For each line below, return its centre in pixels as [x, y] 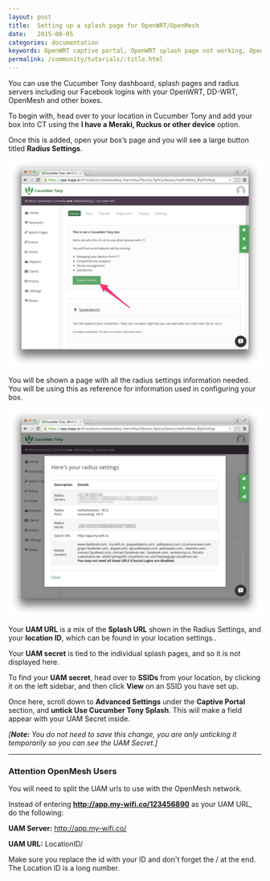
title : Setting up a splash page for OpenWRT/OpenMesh [104, 25]
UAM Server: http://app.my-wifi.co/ [67, 829]
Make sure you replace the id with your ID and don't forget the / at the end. [132, 859]
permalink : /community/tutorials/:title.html [86, 59]
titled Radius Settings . [45, 148]
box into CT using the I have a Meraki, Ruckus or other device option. [125, 124]
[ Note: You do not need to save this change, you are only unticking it [123, 734]
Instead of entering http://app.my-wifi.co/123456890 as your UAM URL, [130, 805]
